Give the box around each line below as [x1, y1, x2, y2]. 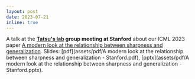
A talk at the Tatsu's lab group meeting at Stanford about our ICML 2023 [6, 36, 185, 43]
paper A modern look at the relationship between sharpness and [6, 42, 163, 49]
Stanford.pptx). [6, 67, 43, 74]
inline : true [6, 19, 38, 25]
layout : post [6, 8, 38, 15]
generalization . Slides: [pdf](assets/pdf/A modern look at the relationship [6, 48, 184, 55]
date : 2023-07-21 [6, 14, 49, 20]
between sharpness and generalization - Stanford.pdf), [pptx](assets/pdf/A [6, 54, 189, 61]
